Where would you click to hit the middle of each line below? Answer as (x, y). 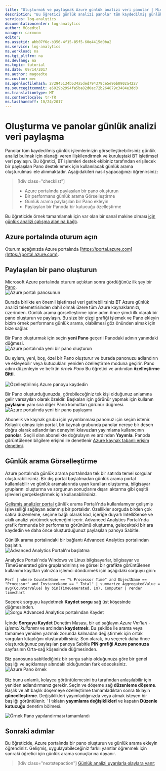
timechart (15, 593)
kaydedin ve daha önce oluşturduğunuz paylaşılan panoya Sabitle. (72, 530)
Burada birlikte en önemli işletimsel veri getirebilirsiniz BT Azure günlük (77, 302)
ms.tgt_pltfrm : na (24, 56)
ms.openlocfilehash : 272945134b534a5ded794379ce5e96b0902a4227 (72, 83)
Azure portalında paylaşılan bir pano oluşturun (72, 191)
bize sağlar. (17, 328)
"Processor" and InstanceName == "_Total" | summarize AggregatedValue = (83, 584)
